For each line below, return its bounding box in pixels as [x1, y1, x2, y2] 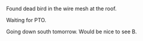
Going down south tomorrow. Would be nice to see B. [6, 28, 137, 35]
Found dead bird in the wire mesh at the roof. [6, 5, 117, 12]
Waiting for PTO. [6, 17, 46, 23]
